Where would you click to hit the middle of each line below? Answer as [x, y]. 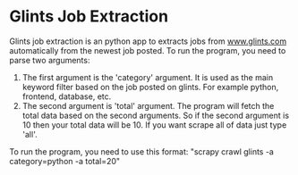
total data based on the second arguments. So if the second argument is [155, 115]
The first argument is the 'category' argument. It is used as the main [148, 77]
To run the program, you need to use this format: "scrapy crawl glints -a [142, 151]
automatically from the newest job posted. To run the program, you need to [148, 50]
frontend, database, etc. [67, 96]
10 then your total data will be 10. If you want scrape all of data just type [154, 125]
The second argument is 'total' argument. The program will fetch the [148, 105]
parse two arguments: [50, 60]
